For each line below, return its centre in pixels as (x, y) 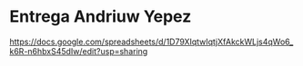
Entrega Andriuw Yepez (101, 17)
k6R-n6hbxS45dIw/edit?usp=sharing (79, 51)
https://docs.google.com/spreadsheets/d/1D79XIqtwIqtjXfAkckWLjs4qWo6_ (151, 42)
